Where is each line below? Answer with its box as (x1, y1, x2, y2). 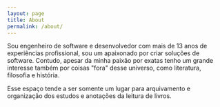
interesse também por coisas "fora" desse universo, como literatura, (7, 64, 201, 72)
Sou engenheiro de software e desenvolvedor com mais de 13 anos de (7, 42, 208, 50)
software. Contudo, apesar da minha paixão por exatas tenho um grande (7, 57, 214, 65)
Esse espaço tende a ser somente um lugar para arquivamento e (7, 84, 191, 93)
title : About (7, 17, 45, 23)
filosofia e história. (7, 71, 60, 79)
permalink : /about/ (7, 23, 63, 30)
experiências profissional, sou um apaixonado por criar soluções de (7, 49, 200, 57)
